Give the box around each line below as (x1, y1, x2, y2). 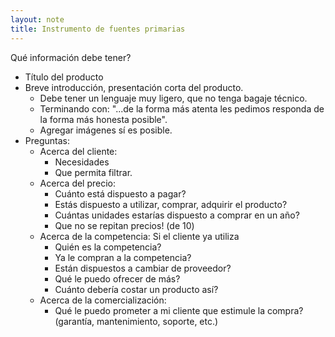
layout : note (10, 14, 65, 25)
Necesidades (54, 156, 110, 168)
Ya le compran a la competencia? (54, 251, 192, 263)
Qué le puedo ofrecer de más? (54, 272, 181, 285)
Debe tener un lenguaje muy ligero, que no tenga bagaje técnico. (39, 92, 308, 104)
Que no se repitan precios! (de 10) (54, 219, 195, 231)
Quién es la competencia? (54, 241, 162, 253)
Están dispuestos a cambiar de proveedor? (54, 262, 232, 274)
